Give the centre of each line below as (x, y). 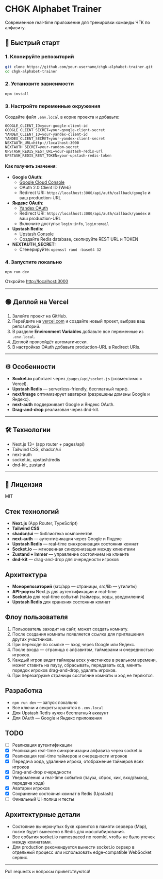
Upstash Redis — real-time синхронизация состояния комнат (75, 544)
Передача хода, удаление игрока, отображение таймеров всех (78, 761)
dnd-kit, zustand (29, 465)
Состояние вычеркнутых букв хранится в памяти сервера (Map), (80, 826)
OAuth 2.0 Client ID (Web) (45, 188)
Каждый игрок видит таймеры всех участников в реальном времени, (84, 660)
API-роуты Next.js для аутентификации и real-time (64, 592)
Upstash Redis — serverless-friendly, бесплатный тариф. (70, 389)
